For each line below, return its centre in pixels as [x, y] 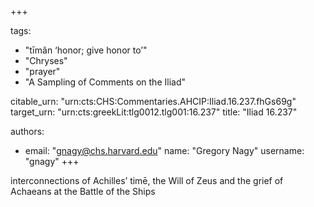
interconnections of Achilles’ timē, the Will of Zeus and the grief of [147, 180]
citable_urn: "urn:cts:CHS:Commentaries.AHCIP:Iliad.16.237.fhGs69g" [153, 101]
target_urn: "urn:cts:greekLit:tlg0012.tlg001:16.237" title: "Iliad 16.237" [154, 112]
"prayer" [42, 71]
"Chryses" [46, 60]
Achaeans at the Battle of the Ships [83, 191]
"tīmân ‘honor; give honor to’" [86, 50]
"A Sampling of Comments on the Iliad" [105, 82]
